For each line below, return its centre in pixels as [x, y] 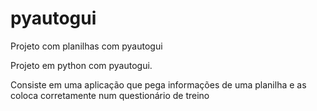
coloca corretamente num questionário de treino [110, 95]
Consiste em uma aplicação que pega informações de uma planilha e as [158, 84]
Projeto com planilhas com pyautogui [86, 46]
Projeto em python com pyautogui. [81, 65]
